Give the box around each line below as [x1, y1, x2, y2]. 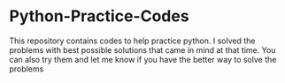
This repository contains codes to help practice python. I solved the [9, 35, 256, 46]
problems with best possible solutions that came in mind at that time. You [9, 44, 276, 55]
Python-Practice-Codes [9, 6, 189, 26]
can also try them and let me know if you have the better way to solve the [9, 54, 277, 64]
